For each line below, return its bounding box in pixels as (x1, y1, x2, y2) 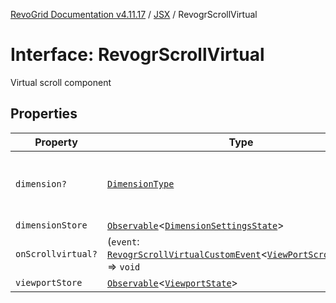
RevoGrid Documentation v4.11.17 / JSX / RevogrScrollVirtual (10, 9, 258, 20)
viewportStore (15, 277, 83, 288)
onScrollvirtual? (15, 248, 98, 259)
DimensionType (106, 178, 175, 189)
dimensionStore (15, 219, 88, 231)
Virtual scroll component (10, 76, 112, 88)
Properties (10, 105, 78, 123)
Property (34, 135, 78, 149)
